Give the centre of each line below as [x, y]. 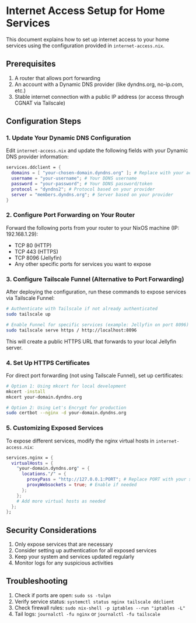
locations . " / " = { [44, 474]
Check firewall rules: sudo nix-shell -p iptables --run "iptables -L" [100, 608]
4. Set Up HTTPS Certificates [48, 362]
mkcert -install [26, 392]
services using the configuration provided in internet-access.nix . [85, 46]
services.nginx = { [30, 458]
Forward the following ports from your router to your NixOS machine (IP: [93, 228]
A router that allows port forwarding [57, 78]
